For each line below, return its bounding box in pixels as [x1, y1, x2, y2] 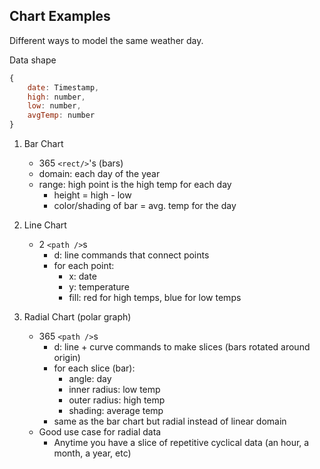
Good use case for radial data [38, 426, 162, 438]
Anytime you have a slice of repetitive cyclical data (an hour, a [53, 437, 310, 449]
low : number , [27, 101, 82, 111]
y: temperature [68, 281, 130, 293]
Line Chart [23, 219, 67, 231]
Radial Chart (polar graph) [23, 311, 132, 323]
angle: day [68, 373, 112, 385]
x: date [68, 270, 97, 283]
